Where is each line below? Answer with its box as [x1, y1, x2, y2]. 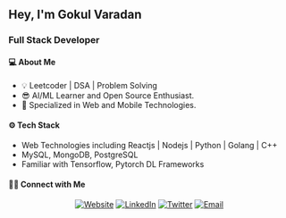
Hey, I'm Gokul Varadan [8, 7, 142, 22]
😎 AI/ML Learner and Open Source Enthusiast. [21, 89, 195, 101]
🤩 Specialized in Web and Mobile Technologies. [21, 99, 197, 110]
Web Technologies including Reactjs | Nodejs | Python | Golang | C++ [21, 139, 278, 150]
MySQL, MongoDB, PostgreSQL [21, 149, 139, 160]
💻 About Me [8, 56, 56, 67]
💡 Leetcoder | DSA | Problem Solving [21, 80, 158, 90]
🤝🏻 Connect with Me [8, 179, 86, 190]
